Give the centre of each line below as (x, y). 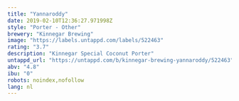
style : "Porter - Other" (44, 27)
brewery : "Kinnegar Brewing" (51, 34)
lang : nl (20, 87)
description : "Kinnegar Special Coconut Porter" (81, 54)
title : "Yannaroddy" (38, 14)
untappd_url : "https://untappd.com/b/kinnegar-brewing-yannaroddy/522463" (121, 60)
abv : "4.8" (23, 67)
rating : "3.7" (28, 47)
